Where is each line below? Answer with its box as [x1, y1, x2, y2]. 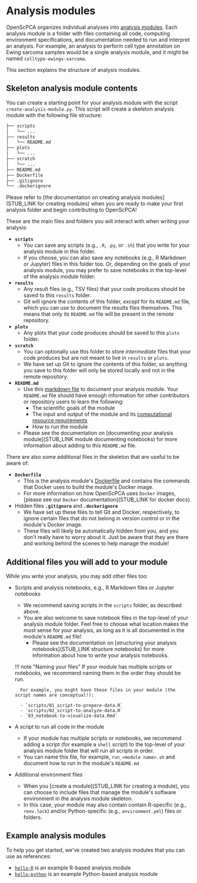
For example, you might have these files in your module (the [20, 687, 176, 693]
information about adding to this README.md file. [23, 442, 137, 449]
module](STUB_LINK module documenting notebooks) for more [23, 436, 178, 443]
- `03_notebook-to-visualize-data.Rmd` [20, 713, 118, 719]
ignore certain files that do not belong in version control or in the [23, 515, 180, 522]
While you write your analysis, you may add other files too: [6, 573, 148, 580]
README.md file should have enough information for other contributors [23, 392, 190, 399]
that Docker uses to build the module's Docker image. [23, 484, 154, 491]
